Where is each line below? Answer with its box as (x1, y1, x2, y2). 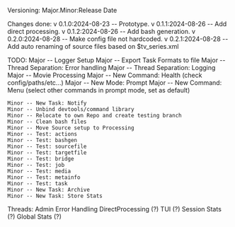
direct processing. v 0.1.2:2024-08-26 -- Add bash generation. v (7, 28, 196, 35)
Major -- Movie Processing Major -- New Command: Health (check (7, 71, 202, 79)
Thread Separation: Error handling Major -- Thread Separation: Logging (7, 64, 216, 71)
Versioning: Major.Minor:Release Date (7, 6, 117, 14)
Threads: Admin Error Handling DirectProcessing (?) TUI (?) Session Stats (7, 205, 222, 213)
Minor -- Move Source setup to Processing (7, 124, 134, 132)
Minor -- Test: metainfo (7, 174, 81, 181)
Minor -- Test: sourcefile (7, 143, 87, 150)
